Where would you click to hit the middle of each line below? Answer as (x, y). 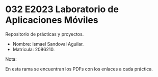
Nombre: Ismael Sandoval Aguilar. (48, 44)
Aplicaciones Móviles (52, 20)
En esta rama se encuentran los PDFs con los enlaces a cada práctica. (79, 69)
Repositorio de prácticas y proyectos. (45, 34)
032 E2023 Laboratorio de (62, 9)
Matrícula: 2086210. (34, 49)
